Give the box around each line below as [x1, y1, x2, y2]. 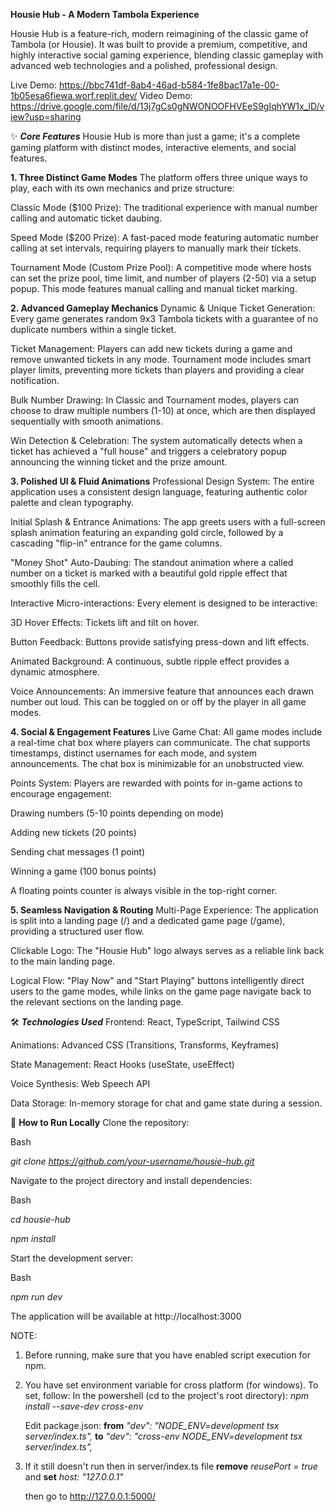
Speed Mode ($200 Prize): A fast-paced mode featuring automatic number [10, 232, 320, 243]
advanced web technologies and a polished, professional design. [10, 60, 278, 71]
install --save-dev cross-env [24, 1400, 144, 1412]
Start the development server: [10, 1252, 134, 1264]
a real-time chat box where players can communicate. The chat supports [10, 737, 311, 748]
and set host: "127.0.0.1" [24, 1471, 124, 1483]
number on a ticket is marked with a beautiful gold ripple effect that [10, 567, 288, 579]
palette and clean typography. [10, 497, 134, 508]
